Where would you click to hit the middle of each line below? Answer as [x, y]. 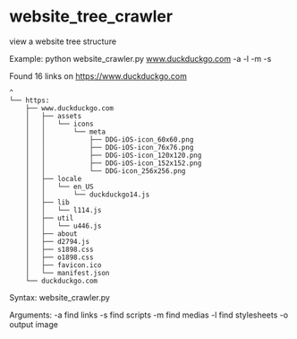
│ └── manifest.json [68, 273]
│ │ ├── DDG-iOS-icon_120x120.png [114, 155]
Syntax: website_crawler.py [59, 297]
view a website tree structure [63, 41]
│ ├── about [51, 234]
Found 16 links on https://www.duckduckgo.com [98, 76]
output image [34, 324]
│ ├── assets [54, 116]
